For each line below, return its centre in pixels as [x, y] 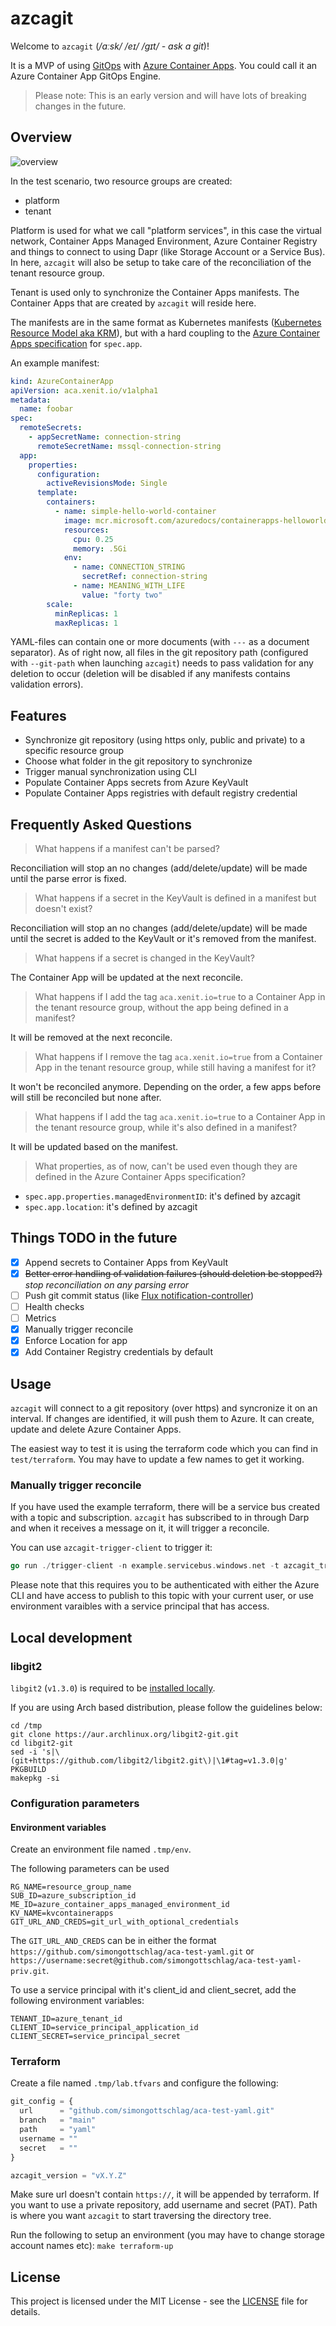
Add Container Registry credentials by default [119, 1352]
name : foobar [46, 409]
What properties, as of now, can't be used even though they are [166, 1166]
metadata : [31, 400]
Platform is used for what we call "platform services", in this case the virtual [166, 230]
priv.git [28, 1972]
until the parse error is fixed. [68, 878]
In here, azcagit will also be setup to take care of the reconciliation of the [161, 262]
